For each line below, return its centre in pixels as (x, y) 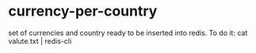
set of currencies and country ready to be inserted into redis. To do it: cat (128, 33)
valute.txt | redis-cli (40, 41)
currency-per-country (83, 11)
